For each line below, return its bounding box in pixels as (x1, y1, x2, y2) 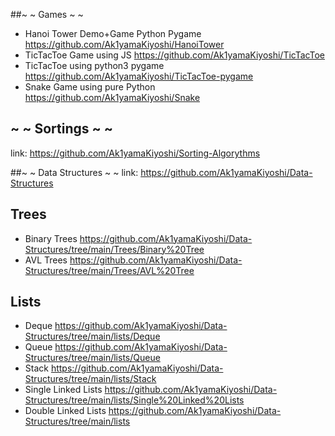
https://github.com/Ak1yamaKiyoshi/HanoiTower (24, 39, 225, 50)
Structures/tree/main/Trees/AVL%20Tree (24, 264, 195, 276)
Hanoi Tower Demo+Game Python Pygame (24, 28, 202, 39)
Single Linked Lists (24, 384, 103, 396)
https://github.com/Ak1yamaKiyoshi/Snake (24, 92, 201, 103)
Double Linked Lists (24, 405, 107, 417)
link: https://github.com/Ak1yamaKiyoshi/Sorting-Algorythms (10, 147, 261, 159)
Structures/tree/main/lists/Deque (24, 330, 161, 343)
